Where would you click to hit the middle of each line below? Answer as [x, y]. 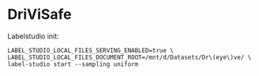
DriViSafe [39, 14]
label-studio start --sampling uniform [73, 64]
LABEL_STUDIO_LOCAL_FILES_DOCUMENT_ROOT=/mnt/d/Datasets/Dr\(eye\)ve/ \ [129, 57]
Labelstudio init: [34, 36]
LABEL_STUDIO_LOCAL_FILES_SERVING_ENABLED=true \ [91, 50]
